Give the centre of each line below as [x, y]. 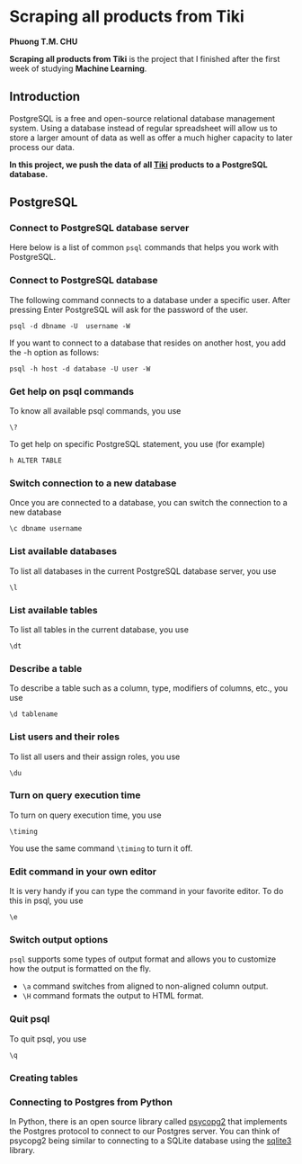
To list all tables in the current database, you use [99, 629]
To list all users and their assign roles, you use [95, 757]
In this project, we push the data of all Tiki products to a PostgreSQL [138, 165]
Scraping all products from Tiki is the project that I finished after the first [145, 58]
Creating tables [44, 1078]
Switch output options [59, 940]
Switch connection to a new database [93, 483]
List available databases [63, 551]
